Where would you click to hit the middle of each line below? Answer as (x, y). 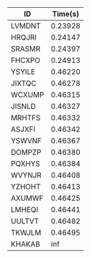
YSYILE (23, 72)
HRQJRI (24, 37)
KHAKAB (25, 244)
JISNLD (24, 106)
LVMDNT (26, 26)
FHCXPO (26, 60)
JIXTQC (24, 83)
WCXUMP (28, 95)
